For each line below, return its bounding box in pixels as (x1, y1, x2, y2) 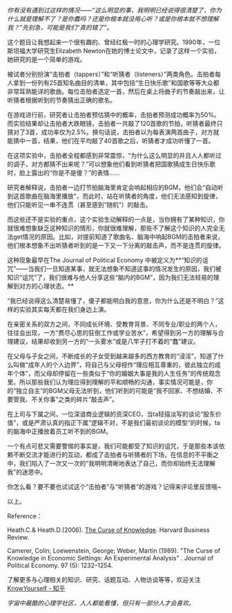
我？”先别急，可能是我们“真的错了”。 (7, 24, 113, 31)
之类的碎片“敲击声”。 (58, 395, 119, 403)
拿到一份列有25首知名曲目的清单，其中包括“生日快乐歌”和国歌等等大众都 (12, 79, 220, 86)
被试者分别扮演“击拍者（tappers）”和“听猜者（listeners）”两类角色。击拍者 (7, 70, 215, 78)
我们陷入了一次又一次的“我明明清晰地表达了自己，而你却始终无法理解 (19, 459, 216, 467)
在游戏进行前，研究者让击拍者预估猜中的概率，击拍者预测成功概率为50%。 (7, 111, 220, 119)
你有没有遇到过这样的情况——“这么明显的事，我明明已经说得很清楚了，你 (7, 6, 216, 14)
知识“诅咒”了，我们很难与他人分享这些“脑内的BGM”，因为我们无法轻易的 (7, 273, 213, 282)
